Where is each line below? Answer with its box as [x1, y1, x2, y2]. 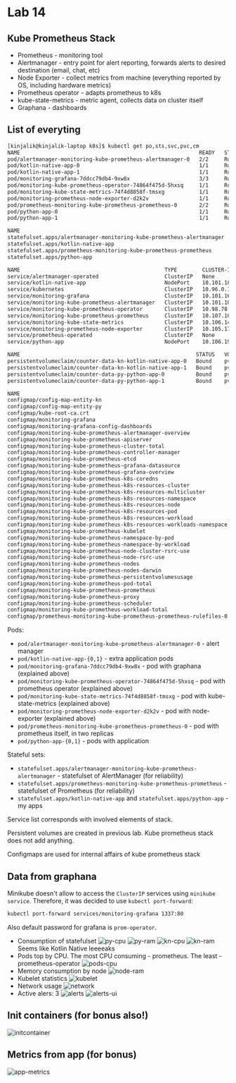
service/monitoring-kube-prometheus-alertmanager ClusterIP [7, 299, 193, 307]
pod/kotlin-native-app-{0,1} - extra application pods [17, 654, 174, 663]
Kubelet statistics [17, 974, 68, 982]
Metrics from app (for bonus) [7, 1048, 137, 1061]
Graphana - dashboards [17, 104, 87, 111]
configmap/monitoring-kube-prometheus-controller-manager [7, 449, 181, 456]
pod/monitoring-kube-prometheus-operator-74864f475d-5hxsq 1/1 [7, 182, 209, 189]
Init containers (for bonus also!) [7, 1010, 149, 1022]
